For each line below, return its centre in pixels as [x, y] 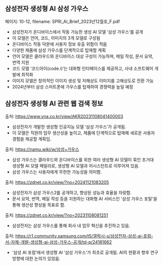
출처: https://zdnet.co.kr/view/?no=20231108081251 [57, 215]
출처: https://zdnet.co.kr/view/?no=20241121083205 [57, 182]
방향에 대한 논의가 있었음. [36, 258]
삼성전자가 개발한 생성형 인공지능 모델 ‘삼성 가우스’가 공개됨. [69, 126]
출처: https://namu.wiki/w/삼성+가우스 [42, 149]
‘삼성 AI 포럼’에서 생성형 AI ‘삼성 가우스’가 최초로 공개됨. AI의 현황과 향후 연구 [85, 252]
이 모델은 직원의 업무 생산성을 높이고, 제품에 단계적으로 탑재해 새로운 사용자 [83, 133]
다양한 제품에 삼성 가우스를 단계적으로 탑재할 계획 [59, 50]
